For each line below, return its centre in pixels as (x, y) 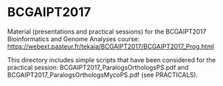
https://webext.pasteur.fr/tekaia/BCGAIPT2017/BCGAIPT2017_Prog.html (111, 46)
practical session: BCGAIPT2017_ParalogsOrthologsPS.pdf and (98, 67)
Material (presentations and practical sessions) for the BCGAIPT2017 (107, 31)
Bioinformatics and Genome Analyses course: (74, 38)
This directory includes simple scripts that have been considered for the (111, 59)
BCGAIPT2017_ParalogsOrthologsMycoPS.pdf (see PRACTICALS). (103, 75)
